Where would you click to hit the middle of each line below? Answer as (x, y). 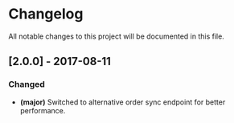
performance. (43, 110)
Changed (27, 84)
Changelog (46, 14)
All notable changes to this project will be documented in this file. (117, 36)
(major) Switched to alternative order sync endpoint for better (123, 102)
